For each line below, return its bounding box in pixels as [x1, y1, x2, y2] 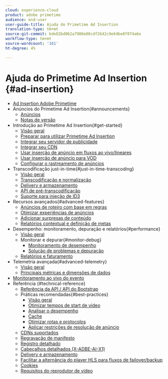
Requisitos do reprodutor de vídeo [20, 368, 93, 374]
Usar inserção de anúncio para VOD [20, 155, 97, 161]
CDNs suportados [20, 329, 59, 335]
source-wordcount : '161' [5, 41, 59, 46]
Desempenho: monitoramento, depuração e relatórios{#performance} [12, 225, 161, 232]
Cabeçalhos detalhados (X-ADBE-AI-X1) [20, 346, 105, 352]
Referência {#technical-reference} [12, 280, 86, 287]
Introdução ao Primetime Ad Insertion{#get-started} [12, 122, 123, 128]
